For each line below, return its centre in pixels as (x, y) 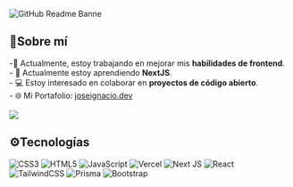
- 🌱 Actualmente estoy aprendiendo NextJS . (91, 72)
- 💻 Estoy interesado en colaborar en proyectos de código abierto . (134, 82)
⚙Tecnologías (50, 142)
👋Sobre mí (39, 41)
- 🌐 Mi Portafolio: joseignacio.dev (71, 95)
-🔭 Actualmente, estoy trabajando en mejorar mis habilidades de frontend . (147, 63)
